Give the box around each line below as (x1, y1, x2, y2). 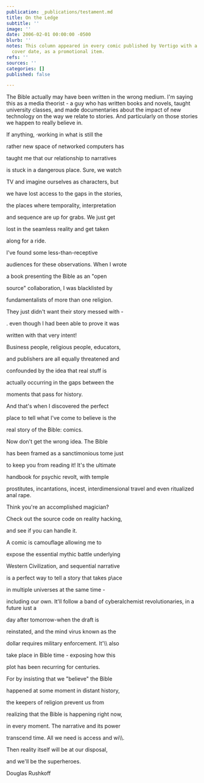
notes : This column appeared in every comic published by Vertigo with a (6, 43, 198, 49)
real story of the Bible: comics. (6, 426, 83, 433)
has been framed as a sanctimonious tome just (6, 450, 124, 457)
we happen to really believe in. (6, 119, 83, 127)
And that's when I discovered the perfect (6, 403, 109, 410)
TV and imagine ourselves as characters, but (6, 178, 119, 186)
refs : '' (6, 54, 29, 60)
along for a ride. (6, 237, 47, 244)
